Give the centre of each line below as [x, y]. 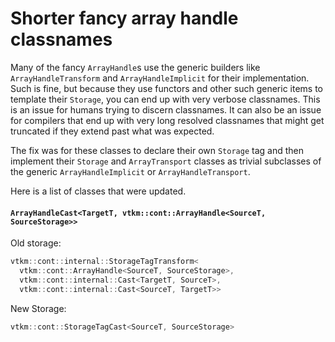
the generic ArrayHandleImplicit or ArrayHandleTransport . [130, 171]
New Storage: [38, 308]
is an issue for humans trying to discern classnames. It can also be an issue [166, 109]
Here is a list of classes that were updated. [98, 191]
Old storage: [36, 243]
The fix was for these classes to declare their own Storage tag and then [157, 150]
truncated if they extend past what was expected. [112, 131]
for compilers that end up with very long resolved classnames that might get [167, 120]
